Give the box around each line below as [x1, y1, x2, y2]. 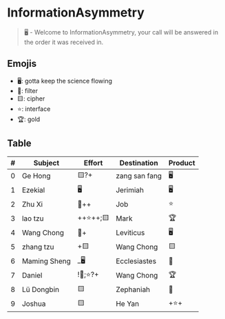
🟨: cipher [17, 94, 45, 103]
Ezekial [21, 185, 45, 195]
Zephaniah [116, 285, 151, 294]
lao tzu [21, 214, 44, 223]
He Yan [116, 299, 140, 309]
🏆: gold [17, 115, 41, 123]
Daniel [21, 271, 43, 280]
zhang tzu [21, 243, 54, 252]
